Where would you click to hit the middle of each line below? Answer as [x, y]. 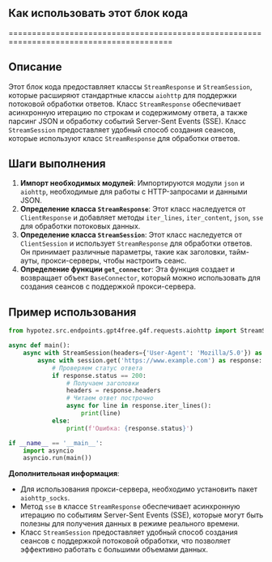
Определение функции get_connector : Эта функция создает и [127, 269]
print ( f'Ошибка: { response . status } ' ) [130, 428]
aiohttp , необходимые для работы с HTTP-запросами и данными [134, 192]
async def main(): [39, 345]
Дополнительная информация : [64, 474]
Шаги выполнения [57, 164]
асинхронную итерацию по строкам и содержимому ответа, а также [128, 112]
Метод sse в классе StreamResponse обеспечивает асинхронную [130, 507]
